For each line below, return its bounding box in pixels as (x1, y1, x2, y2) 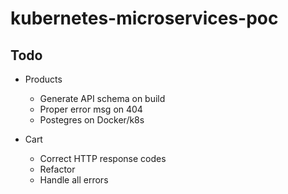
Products (24, 73, 63, 85)
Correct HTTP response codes (39, 153, 167, 164)
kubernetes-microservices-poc (10, 7, 279, 30)
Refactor (39, 163, 76, 175)
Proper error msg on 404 (39, 103, 143, 115)
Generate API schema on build (39, 93, 166, 104)
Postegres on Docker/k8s (39, 114, 145, 126)
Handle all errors (39, 174, 109, 186)
